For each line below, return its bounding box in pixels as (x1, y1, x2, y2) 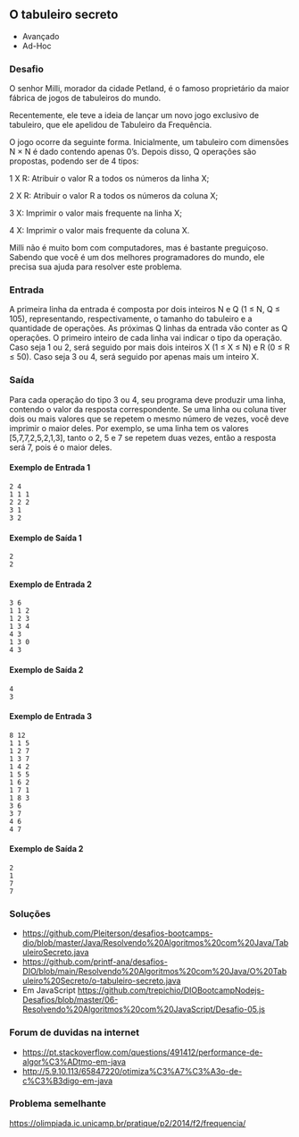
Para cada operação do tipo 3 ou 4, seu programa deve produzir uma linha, (9, 394, 286, 405)
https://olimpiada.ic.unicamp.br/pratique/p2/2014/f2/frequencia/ (9, 1117, 246, 1128)
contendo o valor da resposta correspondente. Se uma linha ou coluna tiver (9, 403, 287, 414)
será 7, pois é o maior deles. (9, 442, 112, 453)
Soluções (9, 907, 51, 920)
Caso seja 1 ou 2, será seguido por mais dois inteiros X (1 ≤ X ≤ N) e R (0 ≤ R (9, 342, 290, 352)
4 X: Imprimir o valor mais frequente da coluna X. (9, 225, 190, 236)
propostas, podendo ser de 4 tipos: (9, 156, 139, 166)
